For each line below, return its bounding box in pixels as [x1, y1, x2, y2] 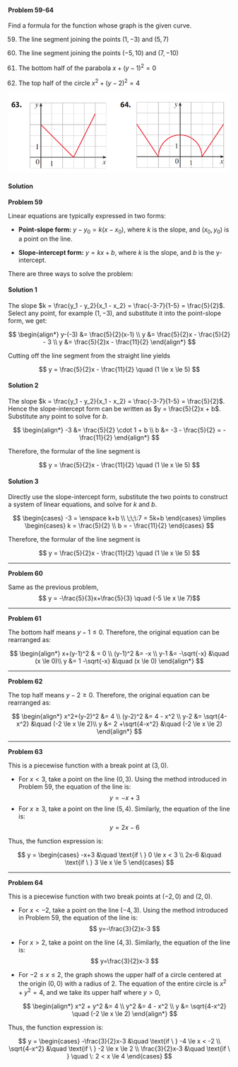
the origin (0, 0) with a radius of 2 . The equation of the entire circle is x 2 [18, 978, 227, 988]
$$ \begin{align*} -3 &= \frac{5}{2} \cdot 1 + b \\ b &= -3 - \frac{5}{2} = [12, 426, 222, 435]
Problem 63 [8, 748, 43, 756]
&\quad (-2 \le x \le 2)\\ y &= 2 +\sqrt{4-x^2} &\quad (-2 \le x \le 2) [30, 719, 223, 729]
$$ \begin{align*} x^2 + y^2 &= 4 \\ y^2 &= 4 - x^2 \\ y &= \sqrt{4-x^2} [23, 1002, 227, 1010]
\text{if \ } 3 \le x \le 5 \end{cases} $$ [64, 858, 174, 867]
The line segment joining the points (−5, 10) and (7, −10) [18, 49, 179, 57]
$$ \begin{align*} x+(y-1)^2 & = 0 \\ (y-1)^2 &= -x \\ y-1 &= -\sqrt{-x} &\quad [9, 649, 230, 658]
